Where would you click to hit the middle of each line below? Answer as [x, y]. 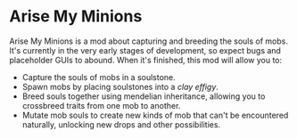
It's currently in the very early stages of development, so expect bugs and [145, 50]
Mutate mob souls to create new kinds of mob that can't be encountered [155, 115]
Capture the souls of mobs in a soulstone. [99, 77]
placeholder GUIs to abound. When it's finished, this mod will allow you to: [146, 60]
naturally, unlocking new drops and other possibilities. [121, 124]
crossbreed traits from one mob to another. [101, 105]
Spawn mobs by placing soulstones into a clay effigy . [120, 86]
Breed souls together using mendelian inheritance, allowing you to [144, 96]
